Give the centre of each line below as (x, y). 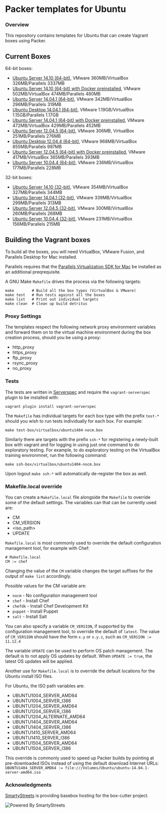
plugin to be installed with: (32, 397)
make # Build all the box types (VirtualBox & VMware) (71, 291)
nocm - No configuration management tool (55, 595)
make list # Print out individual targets (52, 299)
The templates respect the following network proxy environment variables (81, 327)
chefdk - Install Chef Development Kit (50, 606)
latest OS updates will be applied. (39, 661)
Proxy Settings (23, 316)
